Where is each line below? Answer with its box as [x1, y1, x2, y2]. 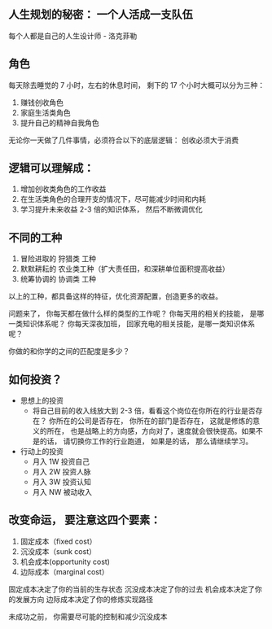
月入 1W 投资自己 [32, 456, 90, 466]
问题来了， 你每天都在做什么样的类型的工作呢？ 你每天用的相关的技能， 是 [8, 308, 257, 319]
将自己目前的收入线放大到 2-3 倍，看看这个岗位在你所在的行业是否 [32, 406, 256, 416]
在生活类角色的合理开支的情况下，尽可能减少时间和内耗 [20, 194, 206, 204]
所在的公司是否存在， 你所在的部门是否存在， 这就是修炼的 [55, 416, 253, 426]
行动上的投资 [20, 447, 64, 456]
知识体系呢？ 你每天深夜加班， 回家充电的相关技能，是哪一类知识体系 [22, 319, 255, 329]
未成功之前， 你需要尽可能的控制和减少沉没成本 [8, 611, 168, 621]
